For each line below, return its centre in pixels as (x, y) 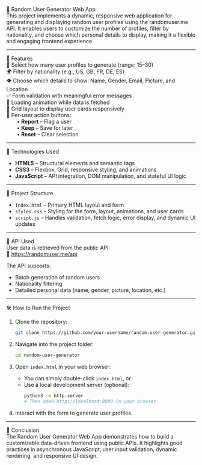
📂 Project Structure (30, 193)
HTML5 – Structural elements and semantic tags (75, 163)
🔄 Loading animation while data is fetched (58, 102)
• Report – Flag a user (44, 121)
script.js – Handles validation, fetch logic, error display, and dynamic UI (105, 217)
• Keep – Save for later (45, 128)
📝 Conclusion (23, 430)
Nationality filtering (38, 284)
